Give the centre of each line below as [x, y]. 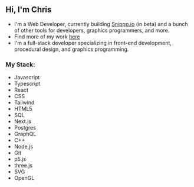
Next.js [23, 121]
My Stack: [20, 65]
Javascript [27, 78]
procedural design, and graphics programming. [71, 49]
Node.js [24, 147]
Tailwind [24, 102]
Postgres [25, 128]
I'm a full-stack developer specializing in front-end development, [93, 43]
